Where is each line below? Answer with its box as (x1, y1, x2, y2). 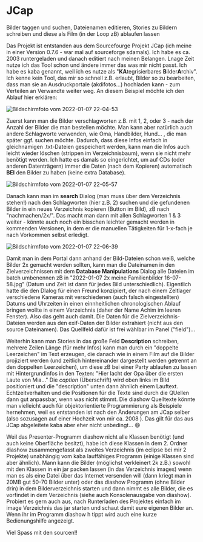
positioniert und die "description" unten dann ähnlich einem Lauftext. (6, 382, 179, 389)
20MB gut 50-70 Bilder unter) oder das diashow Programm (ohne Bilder (6, 478, 185, 485)
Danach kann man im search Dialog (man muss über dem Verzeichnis (6, 192, 181, 199)
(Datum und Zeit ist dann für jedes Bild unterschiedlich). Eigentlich (25, 280, 191, 287)
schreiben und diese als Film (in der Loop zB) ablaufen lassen (6, 30, 161, 37)
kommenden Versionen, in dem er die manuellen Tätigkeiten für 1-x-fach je (6, 224, 193, 232)
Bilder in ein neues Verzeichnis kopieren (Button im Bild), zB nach (6, 205, 170, 213)
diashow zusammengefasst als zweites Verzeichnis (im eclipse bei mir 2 (6, 446, 187, 453)
